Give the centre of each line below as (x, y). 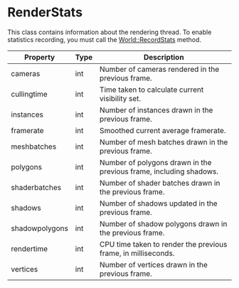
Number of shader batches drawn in (160, 183)
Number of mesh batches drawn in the (164, 142)
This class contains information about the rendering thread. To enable (110, 32)
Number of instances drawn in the (156, 110)
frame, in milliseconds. (137, 253)
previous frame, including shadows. (159, 171)
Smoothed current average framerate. (163, 130)
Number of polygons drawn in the (155, 162)
